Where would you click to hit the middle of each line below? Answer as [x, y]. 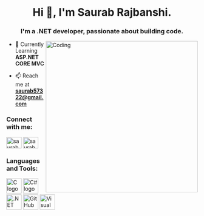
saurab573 [29, 91]
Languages [23, 161]
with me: [19, 127]
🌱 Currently [29, 44]
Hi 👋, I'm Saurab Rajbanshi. [102, 12]
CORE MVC [29, 64]
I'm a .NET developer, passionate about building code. [102, 31]
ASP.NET [27, 57]
